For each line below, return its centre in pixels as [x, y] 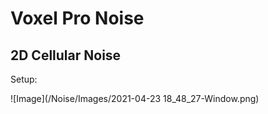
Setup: [24, 79]
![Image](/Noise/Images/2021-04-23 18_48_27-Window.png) [135, 98]
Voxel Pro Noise [77, 18]
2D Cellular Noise [66, 55]
